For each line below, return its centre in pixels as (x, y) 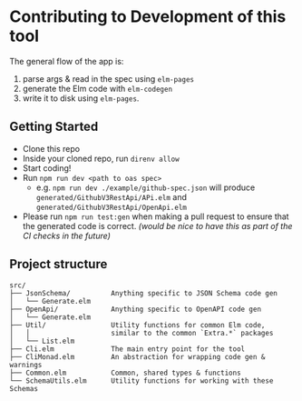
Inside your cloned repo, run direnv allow (101, 158)
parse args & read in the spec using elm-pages (108, 78)
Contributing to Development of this (148, 17)
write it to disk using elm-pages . (81, 98)
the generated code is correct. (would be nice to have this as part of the (157, 226)
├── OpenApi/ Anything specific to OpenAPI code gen (135, 309)
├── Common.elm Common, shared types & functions (126, 373)
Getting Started (54, 127)
